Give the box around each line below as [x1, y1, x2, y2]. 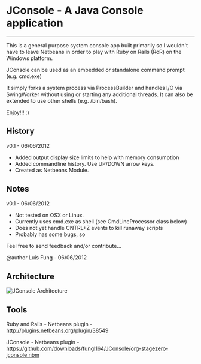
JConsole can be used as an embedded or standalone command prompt [6, 66, 185, 73]
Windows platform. [6, 55, 53, 62]
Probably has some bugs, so [14, 231, 86, 238]
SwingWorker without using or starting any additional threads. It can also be [6, 91, 193, 98]
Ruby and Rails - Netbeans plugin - [6, 321, 93, 328]
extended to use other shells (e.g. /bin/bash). [6, 97, 118, 104]
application [6, 16, 64, 30]
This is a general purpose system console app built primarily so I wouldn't [6, 41, 188, 49]
